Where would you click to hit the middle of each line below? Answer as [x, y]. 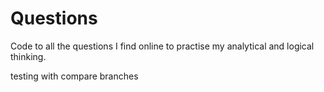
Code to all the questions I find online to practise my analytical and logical [162, 46]
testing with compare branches [74, 76]
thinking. [28, 56]
